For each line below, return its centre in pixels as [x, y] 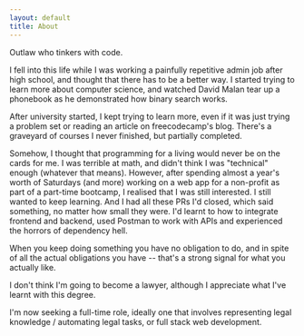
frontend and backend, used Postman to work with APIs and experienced [146, 221]
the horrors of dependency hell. [69, 230]
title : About [34, 26]
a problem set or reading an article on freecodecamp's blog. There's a [141, 126]
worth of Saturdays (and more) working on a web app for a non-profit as [145, 182]
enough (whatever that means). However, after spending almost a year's [144, 173]
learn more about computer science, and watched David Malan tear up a [145, 89]
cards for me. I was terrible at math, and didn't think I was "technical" [139, 163]
